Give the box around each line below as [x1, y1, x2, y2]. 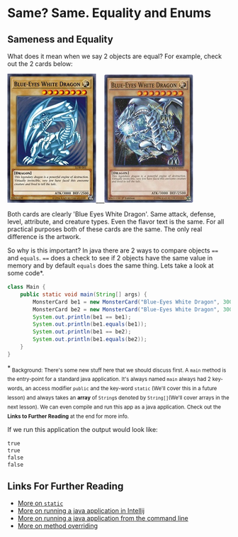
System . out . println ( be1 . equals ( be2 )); [33, 336, 147, 343]
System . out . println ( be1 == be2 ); [33, 328, 132, 336]
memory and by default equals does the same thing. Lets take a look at [7, 261, 214, 270]
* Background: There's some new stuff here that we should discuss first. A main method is [7, 363, 227, 374]
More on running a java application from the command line [17, 514, 189, 523]
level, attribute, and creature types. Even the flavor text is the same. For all [7, 218, 225, 226]
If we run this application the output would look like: [7, 425, 158, 433]
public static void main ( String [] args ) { [20, 291, 147, 298]
